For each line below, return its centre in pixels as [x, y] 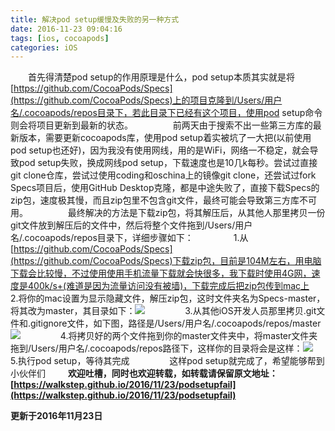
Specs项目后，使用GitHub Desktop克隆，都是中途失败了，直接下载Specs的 [165, 188]
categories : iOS [44, 47]
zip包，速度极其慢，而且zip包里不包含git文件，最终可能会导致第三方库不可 [163, 200]
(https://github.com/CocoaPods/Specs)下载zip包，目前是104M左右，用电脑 [166, 261]
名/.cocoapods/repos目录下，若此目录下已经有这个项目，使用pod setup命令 [166, 113]
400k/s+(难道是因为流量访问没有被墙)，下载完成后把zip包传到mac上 [168, 286]
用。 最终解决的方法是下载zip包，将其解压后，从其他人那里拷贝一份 [168, 213]
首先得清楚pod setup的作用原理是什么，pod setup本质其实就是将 [161, 77]
